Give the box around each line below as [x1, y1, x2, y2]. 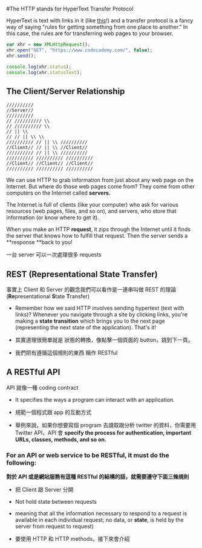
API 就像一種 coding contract [6, 384, 79, 391]
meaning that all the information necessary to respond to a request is [15, 510, 187, 517]
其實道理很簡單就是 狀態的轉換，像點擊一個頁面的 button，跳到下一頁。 [15, 336, 194, 343]
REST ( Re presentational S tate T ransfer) [6, 269, 158, 279]
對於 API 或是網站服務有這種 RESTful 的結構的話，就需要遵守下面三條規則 [6, 473, 189, 481]
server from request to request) [15, 523, 94, 530]
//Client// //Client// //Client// [6, 161, 94, 167]
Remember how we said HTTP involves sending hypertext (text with [15, 304, 184, 312]
